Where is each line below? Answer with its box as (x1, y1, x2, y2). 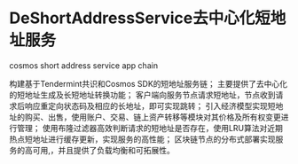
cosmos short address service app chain (9, 59, 158, 71)
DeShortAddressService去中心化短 (9, 8, 271, 28)
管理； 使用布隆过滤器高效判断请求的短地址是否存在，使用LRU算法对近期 (16, 122, 284, 133)
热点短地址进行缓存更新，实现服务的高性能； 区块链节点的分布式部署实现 (9, 134, 276, 144)
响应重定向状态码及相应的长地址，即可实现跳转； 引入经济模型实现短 (24, 100, 276, 111)
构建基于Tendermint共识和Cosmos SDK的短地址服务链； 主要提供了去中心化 (9, 78, 288, 89)
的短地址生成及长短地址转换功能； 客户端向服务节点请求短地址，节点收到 (9, 90, 276, 100)
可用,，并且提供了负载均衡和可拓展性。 (32, 144, 176, 155)
